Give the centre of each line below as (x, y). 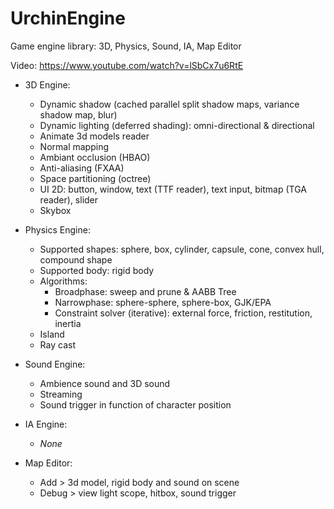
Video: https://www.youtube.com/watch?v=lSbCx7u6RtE (127, 65)
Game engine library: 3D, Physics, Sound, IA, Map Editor (126, 46)
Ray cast (57, 344)
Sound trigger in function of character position (135, 404)
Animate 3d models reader (94, 136)
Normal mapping (74, 146)
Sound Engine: (55, 364)
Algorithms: (63, 281)
